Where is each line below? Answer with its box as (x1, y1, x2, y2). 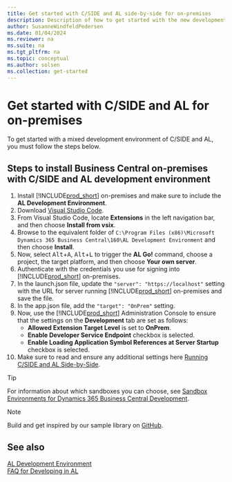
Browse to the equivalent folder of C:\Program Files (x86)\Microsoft (17, 229, 215, 237)
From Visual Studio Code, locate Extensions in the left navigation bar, (17, 213, 215, 222)
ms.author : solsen (7, 61, 60, 68)
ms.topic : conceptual (7, 55, 70, 62)
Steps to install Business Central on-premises (7, 162, 209, 174)
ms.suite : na (7, 42, 45, 49)
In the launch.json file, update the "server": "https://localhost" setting (17, 280, 225, 288)
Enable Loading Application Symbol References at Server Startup (27, 338, 219, 347)
